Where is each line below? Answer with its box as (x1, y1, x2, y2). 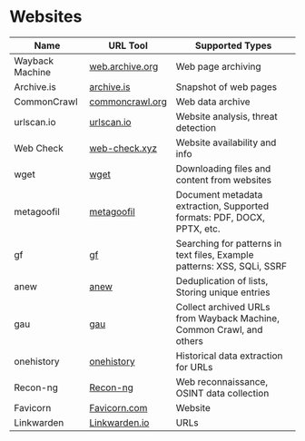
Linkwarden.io (89, 416, 150, 428)
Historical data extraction (175, 349, 283, 362)
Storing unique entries (175, 286, 271, 299)
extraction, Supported (175, 200, 270, 212)
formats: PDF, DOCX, (175, 211, 266, 223)
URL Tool (108, 39, 148, 52)
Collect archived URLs (175, 300, 271, 313)
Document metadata (175, 188, 263, 201)
